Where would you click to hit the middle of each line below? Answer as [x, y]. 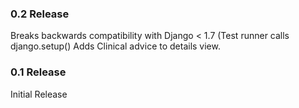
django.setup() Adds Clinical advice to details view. [115, 46]
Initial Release [39, 94]
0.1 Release [38, 72]
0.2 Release [40, 14]
